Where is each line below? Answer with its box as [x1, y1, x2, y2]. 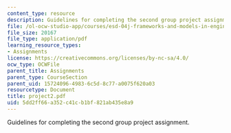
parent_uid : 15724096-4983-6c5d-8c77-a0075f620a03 [7, 80, 155, 87]
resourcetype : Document [7, 86, 76, 93]
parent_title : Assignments [7, 67, 85, 74]
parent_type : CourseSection [7, 73, 88, 81]
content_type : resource [7, 10, 76, 17]
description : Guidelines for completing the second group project [7, 16, 201, 23]
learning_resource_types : [7, 42, 81, 49]
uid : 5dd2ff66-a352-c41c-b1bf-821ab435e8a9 [7, 99, 134, 106]
